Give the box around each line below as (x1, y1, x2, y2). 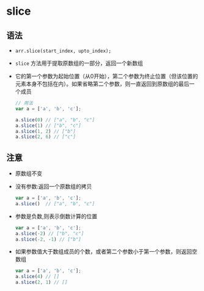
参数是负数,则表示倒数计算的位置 (15, 213, 98, 220)
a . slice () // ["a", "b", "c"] (15, 200, 95, 206)
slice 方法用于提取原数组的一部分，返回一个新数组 (15, 59, 144, 67)
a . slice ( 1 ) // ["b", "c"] (15, 123, 81, 129)
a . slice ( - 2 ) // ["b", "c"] (15, 230, 84, 236)
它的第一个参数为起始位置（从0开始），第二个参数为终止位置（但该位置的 (15, 72, 199, 80)
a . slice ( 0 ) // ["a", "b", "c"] (15, 116, 95, 123)
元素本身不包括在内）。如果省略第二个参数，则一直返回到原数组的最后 (15, 80, 189, 87)
